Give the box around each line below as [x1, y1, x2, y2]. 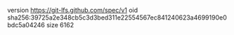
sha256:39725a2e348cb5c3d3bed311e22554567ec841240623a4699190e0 [7, 13, 227, 22]
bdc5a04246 [7, 21, 46, 29]
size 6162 [46, 21, 74, 29]
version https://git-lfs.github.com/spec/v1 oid [7, 6, 138, 14]
